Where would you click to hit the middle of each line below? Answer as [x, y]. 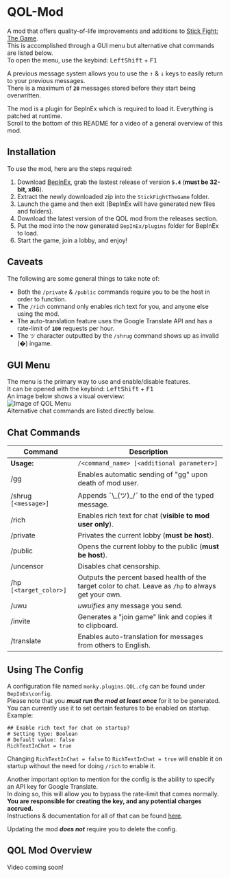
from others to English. [114, 645]
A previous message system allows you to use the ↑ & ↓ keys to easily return [115, 73]
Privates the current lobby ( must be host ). [146, 535]
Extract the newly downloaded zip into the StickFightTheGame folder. [113, 196]
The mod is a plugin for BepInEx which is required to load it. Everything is [110, 108]
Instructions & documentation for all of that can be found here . [95, 816]
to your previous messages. [46, 80]
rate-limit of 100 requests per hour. [66, 328]
